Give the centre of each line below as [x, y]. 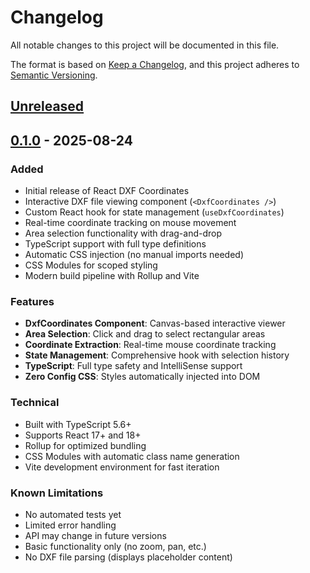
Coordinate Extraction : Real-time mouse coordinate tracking [150, 345]
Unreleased [47, 106]
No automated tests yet [73, 514]
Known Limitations [57, 493]
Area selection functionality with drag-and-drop [123, 233]
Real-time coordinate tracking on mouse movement [130, 223]
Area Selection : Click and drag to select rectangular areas [145, 334]
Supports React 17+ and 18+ [83, 435]
